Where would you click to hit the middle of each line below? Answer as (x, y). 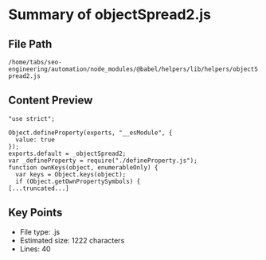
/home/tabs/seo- (35, 62)
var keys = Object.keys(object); (71, 174)
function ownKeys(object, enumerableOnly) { (83, 167)
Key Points (35, 213)
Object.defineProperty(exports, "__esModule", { (90, 133)
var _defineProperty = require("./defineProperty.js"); (103, 161)
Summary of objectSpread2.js (110, 15)
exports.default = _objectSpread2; (67, 153)
